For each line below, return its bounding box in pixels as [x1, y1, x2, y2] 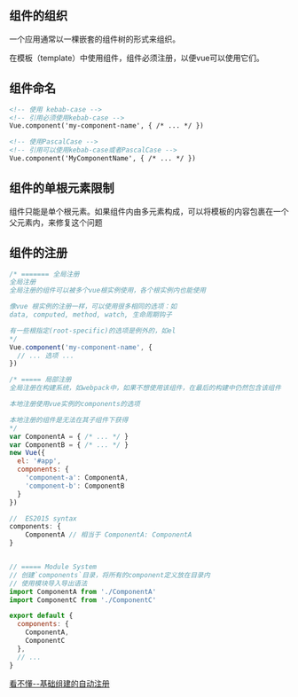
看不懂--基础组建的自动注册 [9, 677, 110, 689]
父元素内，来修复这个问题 [9, 216, 103, 228]
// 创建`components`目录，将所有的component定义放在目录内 [9, 570, 211, 579]
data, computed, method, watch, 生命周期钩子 [9, 310, 173, 319]
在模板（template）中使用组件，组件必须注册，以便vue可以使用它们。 [9, 52, 264, 63]
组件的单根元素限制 [9, 181, 114, 196]
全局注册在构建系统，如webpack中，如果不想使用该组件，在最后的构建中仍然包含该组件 [9, 384, 282, 393]
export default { [9, 611, 74, 621]
